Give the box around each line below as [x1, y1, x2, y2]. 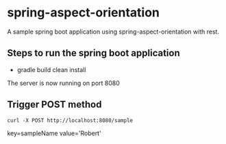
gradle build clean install [16, 65, 86, 73]
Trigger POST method [7, 99, 102, 110]
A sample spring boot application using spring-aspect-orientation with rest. [7, 27, 220, 36]
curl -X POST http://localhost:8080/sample [7, 117, 134, 124]
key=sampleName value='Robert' [7, 129, 101, 137]
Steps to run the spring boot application [7, 47, 180, 59]
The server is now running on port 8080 [7, 79, 120, 87]
